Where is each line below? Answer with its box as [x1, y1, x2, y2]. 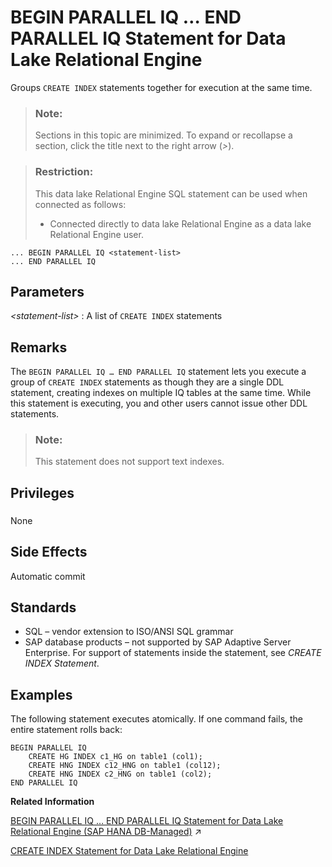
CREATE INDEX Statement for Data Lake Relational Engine [10, 845, 249, 857]
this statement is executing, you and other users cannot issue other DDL [10, 397, 308, 410]
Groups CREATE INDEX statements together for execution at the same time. [10, 81, 313, 93]
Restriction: [34, 165, 94, 179]
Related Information [10, 796, 95, 808]
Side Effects [10, 544, 88, 561]
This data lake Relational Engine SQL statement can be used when [34, 187, 308, 200]
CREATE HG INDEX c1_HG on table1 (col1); [28, 752, 203, 762]
